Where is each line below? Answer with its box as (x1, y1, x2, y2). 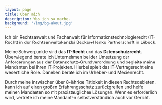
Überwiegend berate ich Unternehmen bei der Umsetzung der (5, 54, 130, 60)
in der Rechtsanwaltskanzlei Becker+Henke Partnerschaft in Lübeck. (19, 40, 157, 45)
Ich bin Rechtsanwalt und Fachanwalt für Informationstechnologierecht (5, 34, 147, 40)
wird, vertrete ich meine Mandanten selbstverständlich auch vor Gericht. (5, 95, 150, 101)
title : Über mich (5, 12, 40, 17)
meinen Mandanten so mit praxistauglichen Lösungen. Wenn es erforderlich (5, 89, 157, 95)
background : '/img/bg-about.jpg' (5, 21, 73, 26)
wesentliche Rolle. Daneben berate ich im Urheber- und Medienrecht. (5, 69, 144, 76)
